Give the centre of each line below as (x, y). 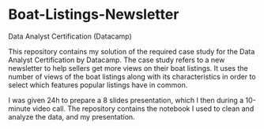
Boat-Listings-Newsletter (94, 15)
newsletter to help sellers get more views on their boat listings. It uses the (128, 68)
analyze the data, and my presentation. (72, 116)
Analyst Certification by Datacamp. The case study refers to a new (117, 60)
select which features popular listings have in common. (98, 85)
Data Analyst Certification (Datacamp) (70, 36)
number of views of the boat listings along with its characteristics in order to (132, 76)
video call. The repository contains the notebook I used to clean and (143, 109)
